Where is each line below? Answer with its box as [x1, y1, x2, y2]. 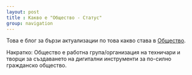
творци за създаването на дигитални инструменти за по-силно [6, 55, 172, 63]
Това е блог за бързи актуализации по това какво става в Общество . [6, 37, 186, 45]
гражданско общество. [6, 62, 67, 69]
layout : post [6, 9, 40, 15]
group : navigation [6, 20, 53, 26]
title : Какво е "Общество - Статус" [6, 15, 102, 21]
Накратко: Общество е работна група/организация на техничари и [6, 49, 181, 56]
